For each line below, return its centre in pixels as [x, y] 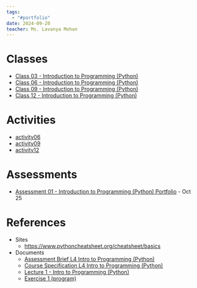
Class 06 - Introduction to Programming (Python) [77, 82]
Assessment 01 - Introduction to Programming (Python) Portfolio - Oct [103, 192]
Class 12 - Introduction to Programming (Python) [76, 96]
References [36, 223]
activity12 [27, 150]
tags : [13, 12]
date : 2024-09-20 [28, 23]
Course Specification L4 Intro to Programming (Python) [94, 265]
